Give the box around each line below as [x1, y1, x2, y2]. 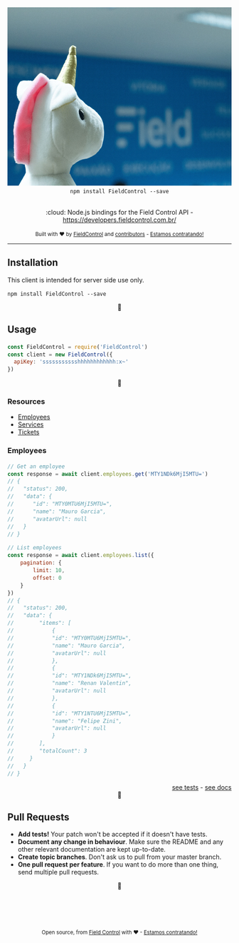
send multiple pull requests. [17, 868, 100, 877]
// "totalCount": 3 [7, 748, 87, 755]
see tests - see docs [171, 783, 232, 791]
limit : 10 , [33, 567, 65, 574]
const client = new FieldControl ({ [7, 351, 113, 358]
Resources [7, 397, 46, 407]
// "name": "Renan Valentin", [7, 680, 132, 687]
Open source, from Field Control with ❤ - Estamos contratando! [41, 929, 198, 937]
